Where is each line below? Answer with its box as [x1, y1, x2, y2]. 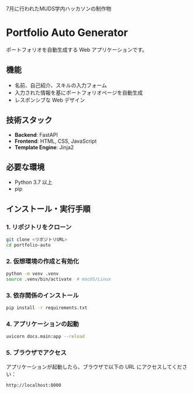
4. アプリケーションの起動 [6, 319, 79, 328]
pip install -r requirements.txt [6, 305, 88, 311]
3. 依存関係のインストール [6, 291, 79, 299]
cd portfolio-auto [6, 242, 51, 248]
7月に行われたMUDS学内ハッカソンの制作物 [6, 5, 112, 12]
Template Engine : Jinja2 [14, 143, 74, 151]
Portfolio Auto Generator [6, 26, 128, 39]
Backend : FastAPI [14, 131, 58, 138]
